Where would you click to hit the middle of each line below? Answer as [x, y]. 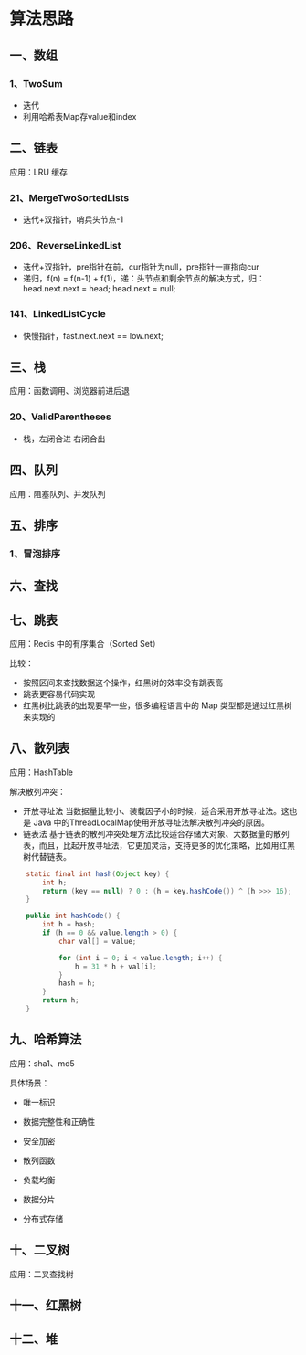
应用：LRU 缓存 [39, 172]
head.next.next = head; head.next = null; [99, 289]
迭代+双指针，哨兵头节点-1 [73, 219]
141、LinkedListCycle [58, 314]
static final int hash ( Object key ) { [98, 873]
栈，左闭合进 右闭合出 [64, 439]
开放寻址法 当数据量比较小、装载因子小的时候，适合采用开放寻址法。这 [156, 810]
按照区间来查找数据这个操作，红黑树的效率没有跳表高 [123, 683]
